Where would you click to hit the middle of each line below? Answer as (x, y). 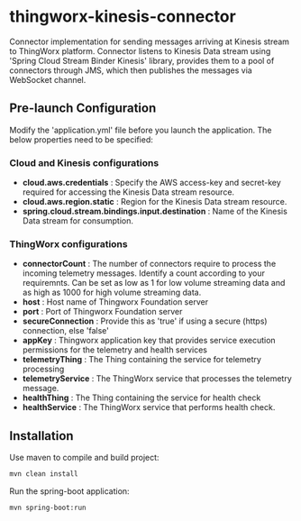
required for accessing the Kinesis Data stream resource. (128, 192)
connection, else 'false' (66, 331)
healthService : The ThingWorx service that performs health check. (149, 407)
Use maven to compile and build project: (84, 458)
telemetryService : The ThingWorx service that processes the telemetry (157, 379)
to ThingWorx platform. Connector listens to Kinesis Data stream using (140, 50)
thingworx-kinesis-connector (123, 17)
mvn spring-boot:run (48, 508)
